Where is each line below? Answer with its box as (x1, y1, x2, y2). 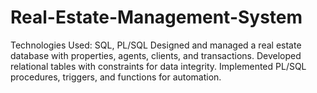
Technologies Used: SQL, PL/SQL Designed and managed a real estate (10, 39, 302, 51)
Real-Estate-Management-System (10, 6, 303, 29)
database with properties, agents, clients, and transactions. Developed (10, 49, 302, 61)
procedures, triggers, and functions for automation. (10, 71, 222, 83)
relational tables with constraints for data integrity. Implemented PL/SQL (10, 60, 307, 72)
